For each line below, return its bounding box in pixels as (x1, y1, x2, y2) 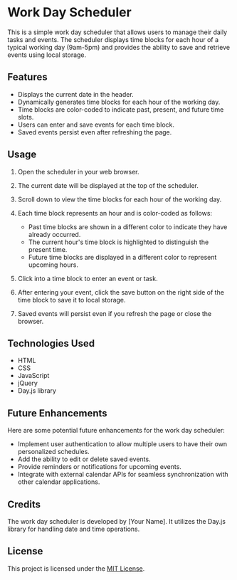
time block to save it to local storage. (17, 295, 126, 304)
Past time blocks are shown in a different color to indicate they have (28, 222, 228, 231)
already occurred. (28, 230, 81, 238)
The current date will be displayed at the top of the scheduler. (17, 181, 199, 189)
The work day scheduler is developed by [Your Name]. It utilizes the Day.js (7, 517, 226, 525)
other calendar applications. (17, 478, 100, 486)
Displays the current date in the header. (17, 90, 134, 98)
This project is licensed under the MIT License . (7, 564, 145, 573)
